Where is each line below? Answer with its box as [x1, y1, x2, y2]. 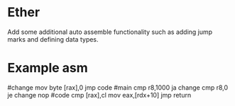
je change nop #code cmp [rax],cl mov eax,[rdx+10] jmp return [7, 90, 192, 99]
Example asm [7, 60, 89, 76]
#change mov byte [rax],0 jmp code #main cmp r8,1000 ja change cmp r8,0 [7, 83, 229, 92]
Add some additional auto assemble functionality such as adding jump [7, 28, 213, 36]
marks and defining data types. [7, 35, 99, 43]
